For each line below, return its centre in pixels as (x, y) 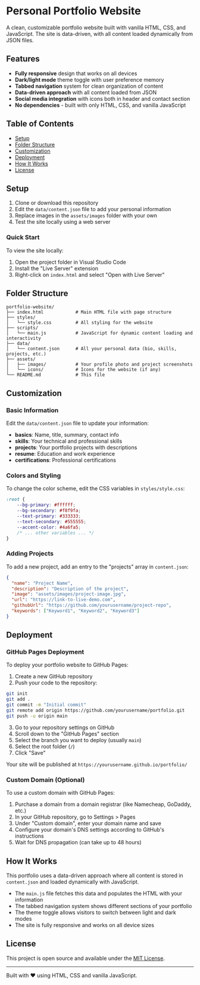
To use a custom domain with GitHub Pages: (60, 793)
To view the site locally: (35, 250)
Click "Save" (30, 752)
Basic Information (32, 410)
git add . (18, 699)
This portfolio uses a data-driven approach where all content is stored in (95, 875)
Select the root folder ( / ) (45, 746)
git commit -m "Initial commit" (46, 705)
